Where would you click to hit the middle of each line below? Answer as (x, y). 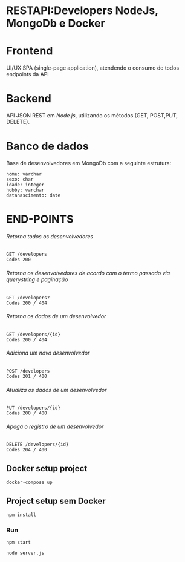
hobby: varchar (25, 190)
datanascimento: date (34, 195)
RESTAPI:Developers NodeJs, (82, 11)
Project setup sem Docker (56, 501)
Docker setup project (47, 469)
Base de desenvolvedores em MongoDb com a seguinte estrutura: (89, 163)
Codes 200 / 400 (27, 413)
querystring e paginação (37, 279)
